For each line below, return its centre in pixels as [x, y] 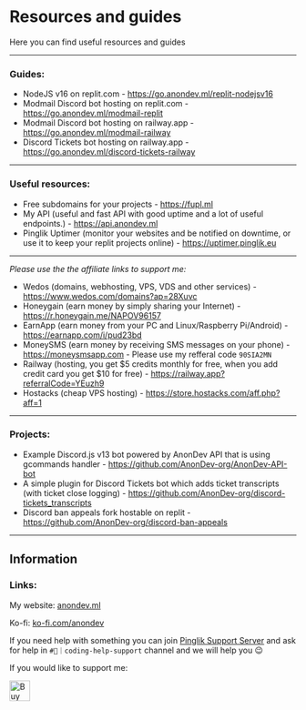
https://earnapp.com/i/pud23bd [82, 335]
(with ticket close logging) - [74, 492]
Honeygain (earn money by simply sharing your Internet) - [132, 306]
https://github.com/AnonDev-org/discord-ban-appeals [125, 522]
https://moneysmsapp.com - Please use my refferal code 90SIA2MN [147, 354]
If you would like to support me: [69, 667]
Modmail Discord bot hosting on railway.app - [108, 123]
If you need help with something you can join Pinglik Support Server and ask [153, 640]
